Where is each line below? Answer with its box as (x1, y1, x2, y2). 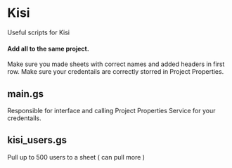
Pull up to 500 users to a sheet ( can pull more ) (7, 153, 146, 161)
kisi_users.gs (7, 134, 67, 146)
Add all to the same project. (7, 44, 89, 53)
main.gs (7, 88, 44, 100)
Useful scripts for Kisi (7, 28, 70, 37)
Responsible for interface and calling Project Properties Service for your (7, 106, 216, 115)
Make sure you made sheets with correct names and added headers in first (7, 60, 225, 68)
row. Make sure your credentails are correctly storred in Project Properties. (7, 67, 224, 76)
